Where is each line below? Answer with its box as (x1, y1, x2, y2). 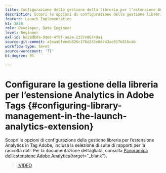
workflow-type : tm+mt (5, 44, 50, 49)
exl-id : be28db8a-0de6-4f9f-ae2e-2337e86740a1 (5, 35, 103, 40)
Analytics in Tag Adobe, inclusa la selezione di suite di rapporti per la (5, 142, 146, 148)
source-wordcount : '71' (5, 48, 54, 53)
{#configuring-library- (27, 100, 122, 111)
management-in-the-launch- (5, 110, 127, 122)
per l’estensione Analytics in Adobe (5, 89, 155, 100)
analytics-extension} (5, 121, 94, 132)
